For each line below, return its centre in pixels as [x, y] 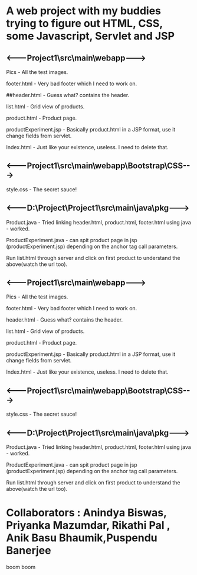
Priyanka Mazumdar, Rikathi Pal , [88, 526]
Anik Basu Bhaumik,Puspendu [82, 538]
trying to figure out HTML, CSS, [85, 23]
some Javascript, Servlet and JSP [91, 36]
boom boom [21, 567]
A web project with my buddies [83, 11]
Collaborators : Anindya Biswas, [86, 513]
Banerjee [29, 550]
